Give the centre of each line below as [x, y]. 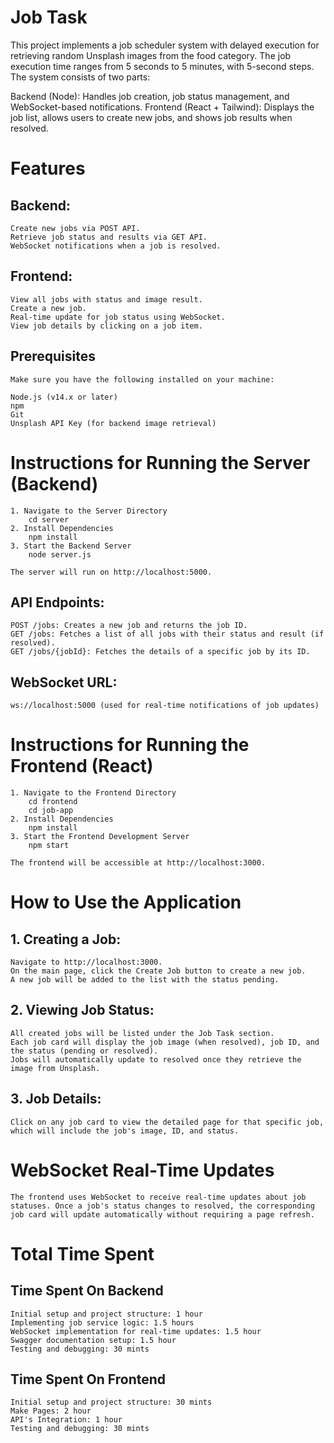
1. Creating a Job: [66, 939]
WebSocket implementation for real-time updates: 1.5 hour [136, 1331]
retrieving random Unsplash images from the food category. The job [151, 55]
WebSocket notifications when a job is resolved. [116, 246]
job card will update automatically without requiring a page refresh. [162, 1214]
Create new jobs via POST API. [75, 228]
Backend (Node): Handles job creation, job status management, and [150, 96]
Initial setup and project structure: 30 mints [111, 1402]
